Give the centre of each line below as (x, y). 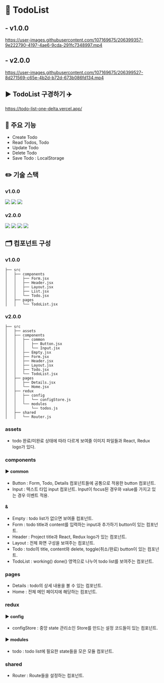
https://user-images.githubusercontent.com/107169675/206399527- (74, 72)
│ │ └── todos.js (31, 409)
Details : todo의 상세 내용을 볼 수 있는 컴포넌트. (57, 586)
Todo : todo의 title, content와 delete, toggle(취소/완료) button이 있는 (79, 549)
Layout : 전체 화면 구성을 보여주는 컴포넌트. (54, 543)
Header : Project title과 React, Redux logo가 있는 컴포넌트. (70, 537)
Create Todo (25, 137)
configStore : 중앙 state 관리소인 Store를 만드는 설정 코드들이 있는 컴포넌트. (85, 628)
